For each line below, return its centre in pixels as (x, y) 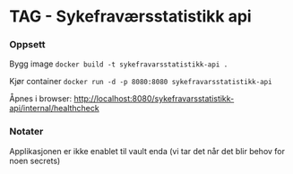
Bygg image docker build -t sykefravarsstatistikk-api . (119, 64)
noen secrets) (35, 161)
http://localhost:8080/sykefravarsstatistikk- (154, 99)
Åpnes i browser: (41, 99)
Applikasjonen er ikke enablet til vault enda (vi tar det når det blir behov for (147, 151)
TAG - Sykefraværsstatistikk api (131, 17)
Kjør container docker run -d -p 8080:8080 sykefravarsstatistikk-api (141, 82)
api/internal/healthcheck (55, 109)
